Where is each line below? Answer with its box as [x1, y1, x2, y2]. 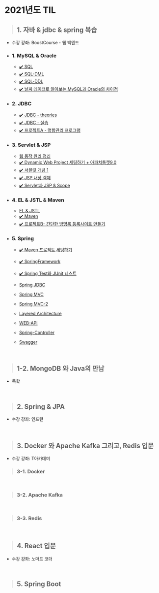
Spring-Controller [19, 329, 55, 335]
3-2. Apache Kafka [16, 492, 63, 498]
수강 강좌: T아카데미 [11, 455, 50, 461]
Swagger [19, 339, 38, 345]
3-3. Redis [16, 515, 42, 522]
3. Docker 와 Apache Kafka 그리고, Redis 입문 [16, 441, 154, 450]
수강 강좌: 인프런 [11, 416, 44, 422]
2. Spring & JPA [16, 402, 65, 411]
